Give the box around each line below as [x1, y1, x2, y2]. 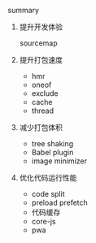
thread [31, 106, 55, 115]
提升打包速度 [19, 55, 63, 64]
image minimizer [31, 156, 87, 166]
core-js [31, 217, 56, 226]
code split [31, 189, 65, 198]
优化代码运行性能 [19, 173, 77, 182]
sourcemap [19, 38, 58, 48]
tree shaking [31, 139, 74, 148]
